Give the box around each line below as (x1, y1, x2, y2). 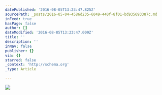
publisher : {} (5, 48, 34, 53)
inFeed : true (5, 16, 32, 21)
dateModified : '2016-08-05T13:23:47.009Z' (5, 30, 94, 35)
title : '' (5, 35, 26, 40)
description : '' (5, 39, 38, 44)
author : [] (5, 26, 28, 31)
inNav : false (5, 44, 32, 49)
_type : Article (5, 67, 36, 72)
